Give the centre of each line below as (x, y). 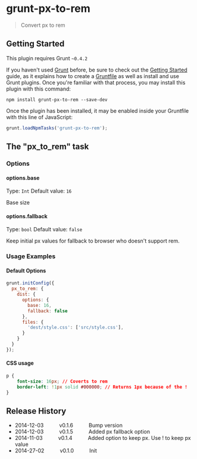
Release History (36, 411)
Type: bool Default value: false (44, 229)
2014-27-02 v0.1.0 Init (56, 451)
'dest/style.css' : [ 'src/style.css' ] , (76, 328)
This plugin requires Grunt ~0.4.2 (47, 58)
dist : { (26, 294)
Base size (18, 203)
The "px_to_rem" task (48, 147)
